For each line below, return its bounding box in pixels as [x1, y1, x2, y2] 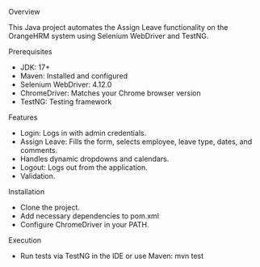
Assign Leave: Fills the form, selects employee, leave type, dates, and [19, 137, 253, 146]
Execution [8, 235, 42, 245]
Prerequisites [8, 47, 52, 56]
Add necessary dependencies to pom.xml [19, 211, 160, 221]
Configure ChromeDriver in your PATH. [19, 220, 149, 229]
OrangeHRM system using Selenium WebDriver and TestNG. [8, 32, 209, 40]
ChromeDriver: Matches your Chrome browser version [19, 88, 201, 98]
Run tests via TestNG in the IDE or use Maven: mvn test [19, 251, 204, 261]
